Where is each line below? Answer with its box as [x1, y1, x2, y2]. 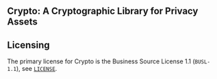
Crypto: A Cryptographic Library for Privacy [7, 5, 199, 17]
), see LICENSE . [16, 65, 58, 73]
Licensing [7, 39, 50, 50]
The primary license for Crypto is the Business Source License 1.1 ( [7, 57, 195, 65]
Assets [7, 16, 38, 28]
